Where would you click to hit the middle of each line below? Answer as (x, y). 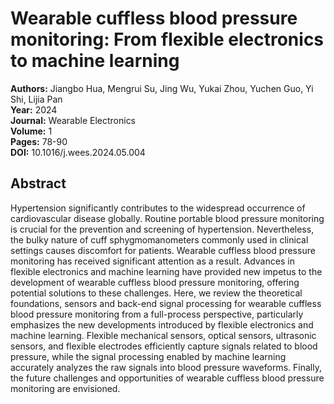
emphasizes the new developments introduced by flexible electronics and (162, 324)
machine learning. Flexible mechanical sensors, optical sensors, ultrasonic (163, 335)
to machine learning (95, 61)
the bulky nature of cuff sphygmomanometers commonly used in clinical (159, 239)
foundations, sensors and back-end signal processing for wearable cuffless (166, 303)
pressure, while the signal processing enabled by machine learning (148, 356)
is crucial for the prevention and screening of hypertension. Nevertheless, (162, 229)
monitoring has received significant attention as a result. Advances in (152, 261)
